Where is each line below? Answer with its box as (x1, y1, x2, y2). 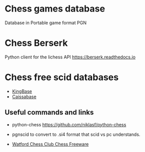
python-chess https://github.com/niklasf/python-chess (12, 121, 126, 127)
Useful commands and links (5, 108, 94, 117)
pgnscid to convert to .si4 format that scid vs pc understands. (12, 131, 140, 137)
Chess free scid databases (5, 71, 119, 83)
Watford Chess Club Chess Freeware (12, 141, 89, 147)
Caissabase (12, 94, 37, 100)
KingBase (12, 88, 32, 94)
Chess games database (5, 3, 105, 15)
